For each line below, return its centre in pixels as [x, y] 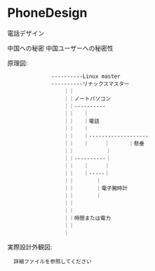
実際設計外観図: [30, 246]
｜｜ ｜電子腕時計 [96, 188]
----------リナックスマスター [90, 84]
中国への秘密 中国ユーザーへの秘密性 [60, 48]
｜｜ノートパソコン [87, 99]
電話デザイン [26, 33]
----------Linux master [86, 76]
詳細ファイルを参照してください [53, 261]
